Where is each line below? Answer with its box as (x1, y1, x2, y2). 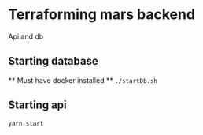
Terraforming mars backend (8, 6, 195, 24)
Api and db (8, 32, 44, 41)
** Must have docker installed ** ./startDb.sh (8, 75, 158, 84)
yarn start (8, 119, 44, 127)
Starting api (8, 99, 67, 112)
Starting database (8, 54, 98, 68)
